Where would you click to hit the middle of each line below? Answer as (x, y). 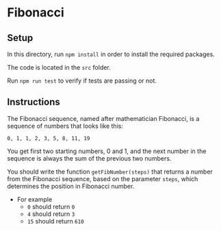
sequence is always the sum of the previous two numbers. (89, 158)
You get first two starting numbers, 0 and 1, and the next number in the (107, 151)
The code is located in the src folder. (59, 67)
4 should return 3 (51, 214)
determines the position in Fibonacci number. (71, 186)
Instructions (34, 102)
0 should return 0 (51, 206)
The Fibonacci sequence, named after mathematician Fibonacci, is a (103, 118)
